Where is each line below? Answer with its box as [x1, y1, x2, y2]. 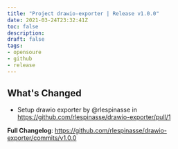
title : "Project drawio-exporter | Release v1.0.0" [7, 10, 159, 17]
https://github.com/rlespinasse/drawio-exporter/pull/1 [17, 113, 171, 121]
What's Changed [7, 87, 82, 99]
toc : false [7, 23, 39, 30]
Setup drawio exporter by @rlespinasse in [17, 105, 137, 114]
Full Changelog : [7, 126, 53, 135]
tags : [7, 42, 23, 49]
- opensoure [7, 49, 42, 56]
